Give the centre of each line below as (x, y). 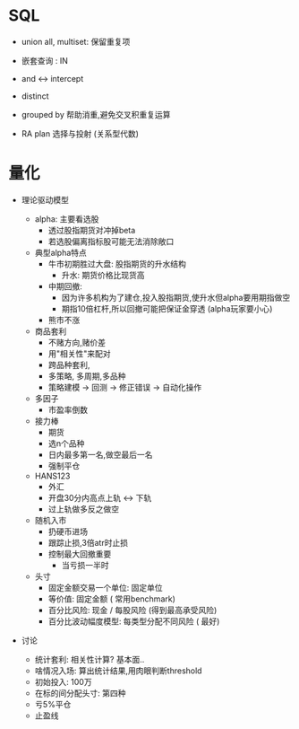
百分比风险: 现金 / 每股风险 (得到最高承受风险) (132, 610)
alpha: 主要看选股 (67, 219)
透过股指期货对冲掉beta (92, 230)
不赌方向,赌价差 (77, 342)
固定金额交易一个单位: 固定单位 (105, 587)
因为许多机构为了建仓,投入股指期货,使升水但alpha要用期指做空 (176, 297)
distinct (35, 96)
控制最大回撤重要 (80, 554)
